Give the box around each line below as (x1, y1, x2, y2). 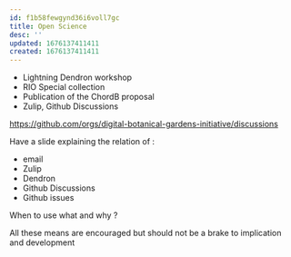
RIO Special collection (22, 82, 105, 93)
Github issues (22, 193, 75, 203)
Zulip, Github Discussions (22, 101, 119, 112)
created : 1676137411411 (9, 47, 100, 56)
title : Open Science (9, 22, 88, 31)
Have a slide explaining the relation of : (9, 136, 156, 147)
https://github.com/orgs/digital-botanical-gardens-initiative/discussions (9, 119, 279, 130)
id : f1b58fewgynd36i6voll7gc (9, 13, 120, 23)
